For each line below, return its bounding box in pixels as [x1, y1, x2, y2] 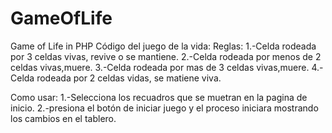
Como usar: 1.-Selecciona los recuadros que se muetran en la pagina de [10, 91, 308, 103]
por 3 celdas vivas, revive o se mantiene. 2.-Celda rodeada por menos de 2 [10, 50, 322, 62]
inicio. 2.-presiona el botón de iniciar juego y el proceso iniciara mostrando [10, 102, 319, 114]
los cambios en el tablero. [10, 112, 117, 124]
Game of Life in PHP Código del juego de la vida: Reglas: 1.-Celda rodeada [10, 40, 317, 52]
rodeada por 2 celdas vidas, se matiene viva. [36, 72, 222, 84]
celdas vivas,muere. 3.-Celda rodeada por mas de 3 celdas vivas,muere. [10, 61, 310, 73]
